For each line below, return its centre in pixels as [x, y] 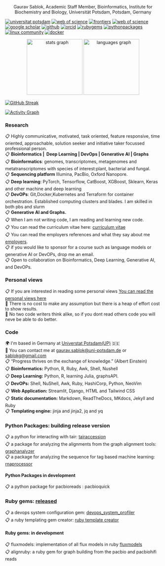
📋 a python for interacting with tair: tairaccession [56, 437]
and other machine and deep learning [43, 189]
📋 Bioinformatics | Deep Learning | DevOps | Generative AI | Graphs [77, 154]
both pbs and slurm [25, 207]
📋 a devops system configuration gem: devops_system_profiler [70, 512]
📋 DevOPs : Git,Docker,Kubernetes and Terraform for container [70, 195]
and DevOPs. [19, 267]
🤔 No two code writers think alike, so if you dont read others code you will [80, 314]
